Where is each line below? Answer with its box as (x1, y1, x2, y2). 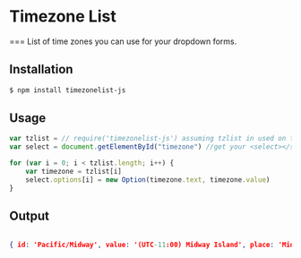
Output (9, 209, 49, 224)
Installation (9, 62, 73, 77)
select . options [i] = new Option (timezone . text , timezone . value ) (25, 175, 271, 185)
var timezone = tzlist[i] (25, 168, 123, 176)
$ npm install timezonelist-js (9, 85, 126, 95)
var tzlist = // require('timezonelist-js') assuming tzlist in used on (9, 134, 287, 143)
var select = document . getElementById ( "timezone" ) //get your (9, 142, 246, 151)
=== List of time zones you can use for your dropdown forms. (9, 36, 237, 47)
